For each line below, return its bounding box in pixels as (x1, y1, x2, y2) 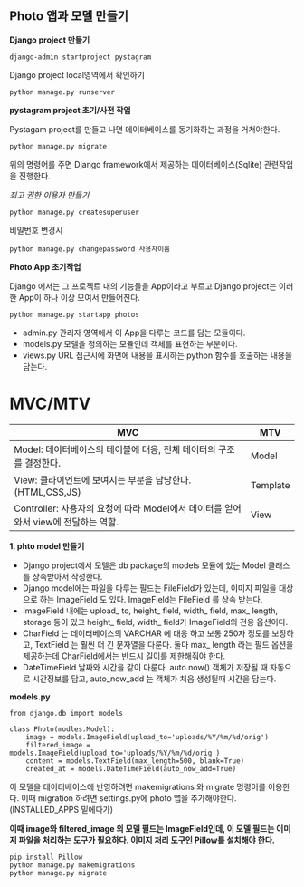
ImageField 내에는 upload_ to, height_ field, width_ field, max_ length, (22, 605, 279, 616)
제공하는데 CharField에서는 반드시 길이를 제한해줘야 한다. (22, 651, 226, 661)
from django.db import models (9, 709, 124, 718)
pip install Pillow (9, 853, 83, 862)
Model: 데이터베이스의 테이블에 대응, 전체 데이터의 (14, 443, 216, 456)
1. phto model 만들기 (9, 540, 85, 551)
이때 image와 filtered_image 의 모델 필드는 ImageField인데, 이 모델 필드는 (9, 823, 275, 834)
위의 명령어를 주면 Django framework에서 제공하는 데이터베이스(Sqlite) (9, 159, 262, 169)
